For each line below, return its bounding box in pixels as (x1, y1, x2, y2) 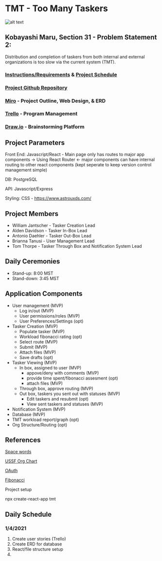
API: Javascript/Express (5, 186, 53, 192)
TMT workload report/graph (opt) (12, 417, 79, 422)
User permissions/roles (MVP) (19, 313, 80, 319)
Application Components (5, 290, 83, 298)
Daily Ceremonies (5, 257, 60, 266)
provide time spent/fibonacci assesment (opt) (26, 375, 118, 381)
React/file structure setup (12, 546, 63, 552)
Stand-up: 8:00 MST (12, 270, 54, 276)
